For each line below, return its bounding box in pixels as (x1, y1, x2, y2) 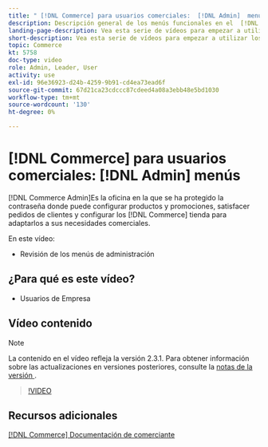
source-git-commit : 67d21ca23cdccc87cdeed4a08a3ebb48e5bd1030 (8, 85, 219, 94)
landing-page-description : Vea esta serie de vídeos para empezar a (8, 26, 241, 34)
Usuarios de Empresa (19, 293, 91, 303)
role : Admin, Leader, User (8, 64, 98, 72)
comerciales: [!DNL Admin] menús (8, 167, 241, 184)
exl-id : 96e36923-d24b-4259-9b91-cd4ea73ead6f (8, 78, 166, 86)
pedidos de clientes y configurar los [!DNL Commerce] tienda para (8, 209, 227, 220)
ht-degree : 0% (8, 109, 56, 117)
